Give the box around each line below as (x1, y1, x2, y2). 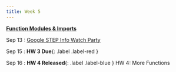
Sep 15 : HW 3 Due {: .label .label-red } (6, 48, 99, 55)
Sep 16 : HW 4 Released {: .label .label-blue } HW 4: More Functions (6, 59, 170, 66)
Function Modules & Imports (6, 25, 77, 32)
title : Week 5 (6, 8, 41, 15)
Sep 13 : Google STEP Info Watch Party (6, 36, 101, 43)
